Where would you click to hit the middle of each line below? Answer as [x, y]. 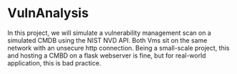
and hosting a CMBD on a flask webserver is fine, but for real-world [107, 55]
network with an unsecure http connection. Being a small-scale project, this [118, 48]
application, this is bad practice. [54, 63]
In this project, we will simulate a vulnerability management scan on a [110, 33]
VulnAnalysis [48, 13]
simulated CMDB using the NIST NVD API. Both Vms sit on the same [107, 40]
